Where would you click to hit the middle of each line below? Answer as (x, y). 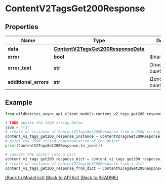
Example (19, 103)
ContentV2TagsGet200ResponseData (99, 49)
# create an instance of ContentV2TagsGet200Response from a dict (75, 164)
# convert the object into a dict (41, 154)
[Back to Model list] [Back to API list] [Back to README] (62, 178)
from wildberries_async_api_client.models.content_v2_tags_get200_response (85, 114)
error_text (20, 68)
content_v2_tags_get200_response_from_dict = (53, 168)
